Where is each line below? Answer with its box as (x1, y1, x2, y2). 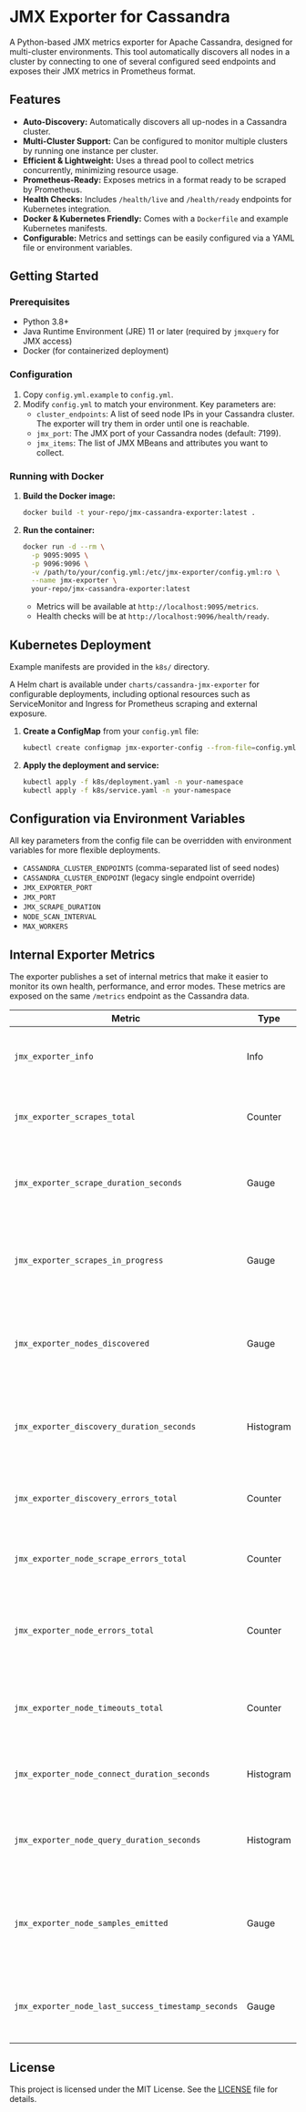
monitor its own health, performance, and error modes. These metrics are (9, 981, 286, 992)
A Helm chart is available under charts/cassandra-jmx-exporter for (9, 679, 260, 690)
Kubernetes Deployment (9, 637, 152, 652)
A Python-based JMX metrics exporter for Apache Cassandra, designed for (9, 36, 293, 47)
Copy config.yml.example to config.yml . (22, 389, 174, 400)
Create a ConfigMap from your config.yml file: (22, 725, 199, 736)
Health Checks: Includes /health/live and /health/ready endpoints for (22, 193, 292, 204)
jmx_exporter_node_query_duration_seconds (14, 1835, 201, 1846)
